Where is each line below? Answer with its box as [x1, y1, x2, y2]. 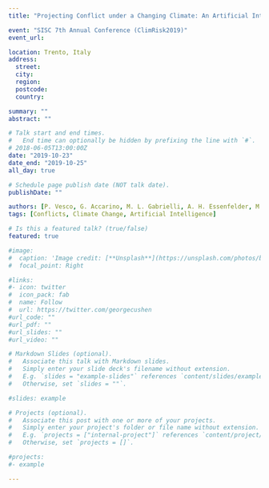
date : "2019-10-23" [8, 151, 74, 159]
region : [15, 78, 42, 86]
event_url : [8, 34, 45, 42]
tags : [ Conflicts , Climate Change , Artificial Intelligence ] [8, 210, 217, 219]
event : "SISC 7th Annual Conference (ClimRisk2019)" [8, 26, 188, 34]
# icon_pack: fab [8, 291, 70, 299]
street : [15, 63, 42, 71]
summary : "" [8, 107, 48, 115]
